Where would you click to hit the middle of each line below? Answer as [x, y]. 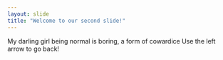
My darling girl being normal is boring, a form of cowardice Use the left [111, 41]
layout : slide [28, 14]
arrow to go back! [33, 49]
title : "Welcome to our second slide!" [67, 21]
